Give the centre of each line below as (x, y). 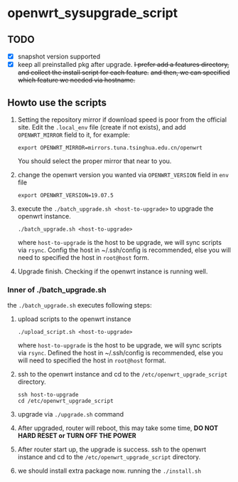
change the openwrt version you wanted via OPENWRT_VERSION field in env (123, 174)
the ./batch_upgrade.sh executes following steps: (80, 305)
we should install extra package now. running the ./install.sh (109, 471)
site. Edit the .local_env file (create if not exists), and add (102, 127)
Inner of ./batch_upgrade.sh (57, 290)
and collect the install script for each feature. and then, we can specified (124, 73)
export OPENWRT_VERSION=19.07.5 (65, 195)
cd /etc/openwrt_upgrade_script (65, 401)
